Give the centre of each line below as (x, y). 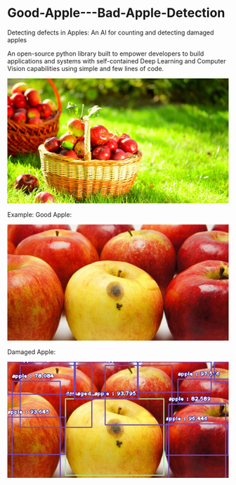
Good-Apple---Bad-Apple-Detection (116, 13)
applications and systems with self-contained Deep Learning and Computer (117, 61)
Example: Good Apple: (40, 214)
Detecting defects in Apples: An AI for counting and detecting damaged (111, 32)
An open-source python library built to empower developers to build (106, 53)
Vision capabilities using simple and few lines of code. (86, 68)
